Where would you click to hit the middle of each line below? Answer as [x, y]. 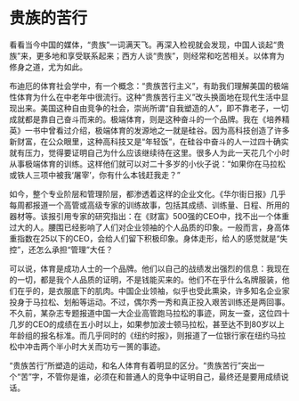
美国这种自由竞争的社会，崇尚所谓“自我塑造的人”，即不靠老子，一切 [164, 108]
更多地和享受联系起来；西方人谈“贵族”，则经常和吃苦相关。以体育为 [160, 55]
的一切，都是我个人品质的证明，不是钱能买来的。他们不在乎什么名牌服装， [145, 279]
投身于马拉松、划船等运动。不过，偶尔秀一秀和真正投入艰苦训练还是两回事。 [149, 302]
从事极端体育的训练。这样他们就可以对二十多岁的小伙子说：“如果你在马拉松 [148, 164]
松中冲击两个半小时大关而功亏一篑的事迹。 [87, 346]
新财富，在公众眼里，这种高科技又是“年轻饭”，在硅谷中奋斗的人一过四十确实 [149, 141]
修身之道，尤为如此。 [48, 67]
